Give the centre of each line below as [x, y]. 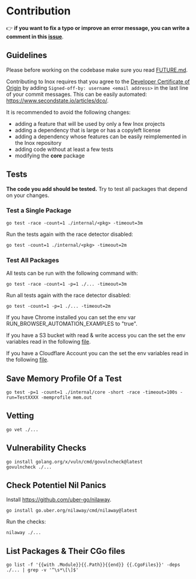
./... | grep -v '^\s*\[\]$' [42, 570]
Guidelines [27, 55]
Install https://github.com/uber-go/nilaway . [59, 500]
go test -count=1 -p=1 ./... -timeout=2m [59, 307]
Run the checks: [26, 522]
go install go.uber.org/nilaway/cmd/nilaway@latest [72, 511]
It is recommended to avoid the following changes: [68, 112]
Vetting [20, 416]
